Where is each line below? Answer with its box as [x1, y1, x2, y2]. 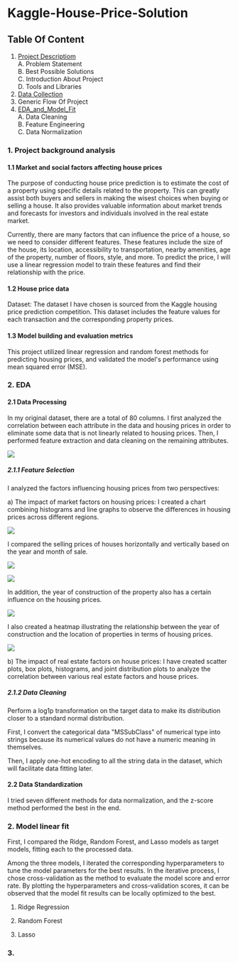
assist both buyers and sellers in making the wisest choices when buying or [7, 194, 229, 203]
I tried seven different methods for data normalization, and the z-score [7, 796, 214, 805]
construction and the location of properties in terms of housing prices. [7, 630, 213, 638]
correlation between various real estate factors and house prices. [7, 672, 199, 680]
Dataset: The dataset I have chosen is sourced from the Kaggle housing [7, 300, 217, 308]
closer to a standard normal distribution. [7, 714, 125, 722]
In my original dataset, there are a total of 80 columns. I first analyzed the [7, 414, 222, 422]
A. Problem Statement [17, 60, 82, 68]
